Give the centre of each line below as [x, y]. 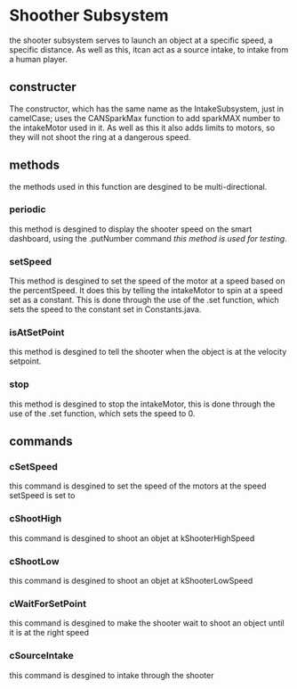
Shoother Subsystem [89, 16]
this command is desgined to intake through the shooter [112, 675]
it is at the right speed [49, 633]
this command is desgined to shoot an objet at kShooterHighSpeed [132, 538]
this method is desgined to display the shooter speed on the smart [131, 229]
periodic [28, 209]
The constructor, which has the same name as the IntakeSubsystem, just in [147, 109]
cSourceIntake [41, 656]
